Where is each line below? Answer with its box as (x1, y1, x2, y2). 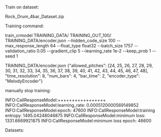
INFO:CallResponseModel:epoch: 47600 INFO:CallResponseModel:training (5, 107, 155, 113)
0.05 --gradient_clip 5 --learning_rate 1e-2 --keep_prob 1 (36, 48, 151, 54)
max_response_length (5, 43, 50, 48)
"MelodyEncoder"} (5, 78, 43, 84)
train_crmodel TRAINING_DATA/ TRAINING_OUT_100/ (5, 33, 111, 38)
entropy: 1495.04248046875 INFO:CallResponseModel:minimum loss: (5, 113, 145, 118)
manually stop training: (5, 88, 51, 93)
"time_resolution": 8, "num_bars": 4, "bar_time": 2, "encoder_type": (5, 73, 140, 78)
